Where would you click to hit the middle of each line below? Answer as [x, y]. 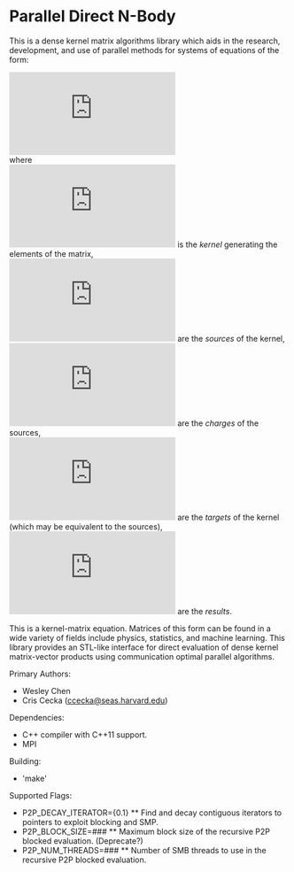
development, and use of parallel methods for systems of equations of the [144, 50]
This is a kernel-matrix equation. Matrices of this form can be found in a [140, 628]
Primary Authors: [40, 674]
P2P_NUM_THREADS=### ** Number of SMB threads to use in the [144, 850]
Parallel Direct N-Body [93, 16]
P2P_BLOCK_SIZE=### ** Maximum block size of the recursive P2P [146, 831]
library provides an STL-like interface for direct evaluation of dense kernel [144, 647]
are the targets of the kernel [228, 517]
